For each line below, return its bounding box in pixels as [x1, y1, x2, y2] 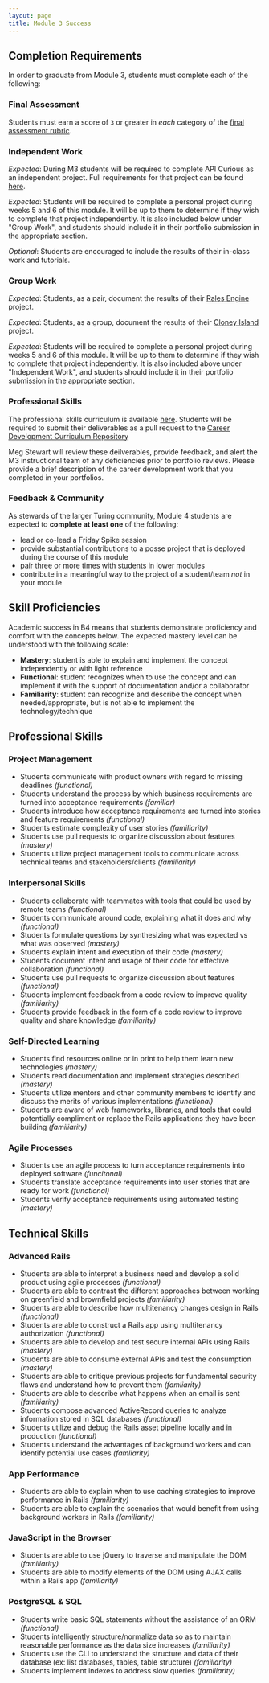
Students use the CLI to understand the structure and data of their [19, 1648, 239, 1658]
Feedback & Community [8, 492, 104, 503]
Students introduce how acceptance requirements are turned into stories [19, 806, 261, 816]
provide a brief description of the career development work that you [8, 464, 234, 474]
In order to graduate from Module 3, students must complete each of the [8, 70, 249, 80]
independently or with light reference [19, 663, 143, 673]
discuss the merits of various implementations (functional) [19, 1096, 214, 1106]
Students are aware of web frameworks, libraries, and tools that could [19, 1105, 251, 1114]
